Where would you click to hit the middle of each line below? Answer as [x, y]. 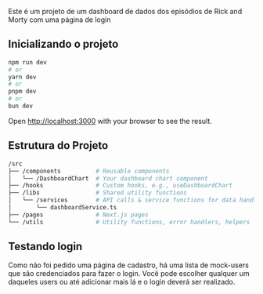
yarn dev [22, 77]
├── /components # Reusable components [89, 171]
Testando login [45, 247]
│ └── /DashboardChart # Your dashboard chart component [108, 178]
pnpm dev [22, 92]
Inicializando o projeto [63, 44]
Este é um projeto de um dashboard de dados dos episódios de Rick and [125, 11]
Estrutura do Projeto [58, 145]
